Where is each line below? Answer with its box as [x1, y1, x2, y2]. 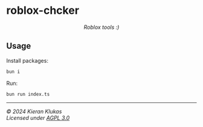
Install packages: [6, 57, 48, 64]
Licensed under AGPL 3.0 [6, 114, 70, 121]
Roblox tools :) [83, 23, 120, 31]
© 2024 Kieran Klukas [6, 108, 62, 115]
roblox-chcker [6, 4, 80, 17]
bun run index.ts [6, 91, 50, 97]
